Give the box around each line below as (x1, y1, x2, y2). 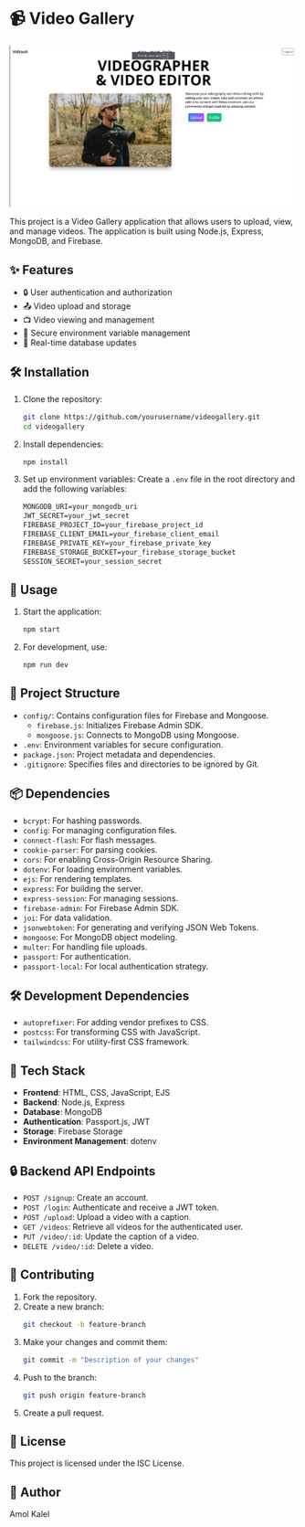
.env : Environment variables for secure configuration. (22, 738, 224, 750)
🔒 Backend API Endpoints (9, 1163, 156, 1179)
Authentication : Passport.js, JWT (22, 1117, 151, 1128)
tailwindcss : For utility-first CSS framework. (22, 1036, 190, 1047)
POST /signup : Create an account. (22, 1193, 149, 1204)
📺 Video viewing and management (22, 314, 155, 325)
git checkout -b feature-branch (22, 1320, 146, 1329)
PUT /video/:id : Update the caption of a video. (22, 1231, 199, 1242)
